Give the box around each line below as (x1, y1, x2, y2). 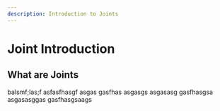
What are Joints (7, 69, 79, 81)
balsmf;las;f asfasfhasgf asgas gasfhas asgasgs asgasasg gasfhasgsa (7, 88, 214, 96)
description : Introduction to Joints (7, 10, 119, 18)
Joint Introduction (7, 40, 115, 57)
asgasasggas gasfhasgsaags (7, 95, 92, 103)
